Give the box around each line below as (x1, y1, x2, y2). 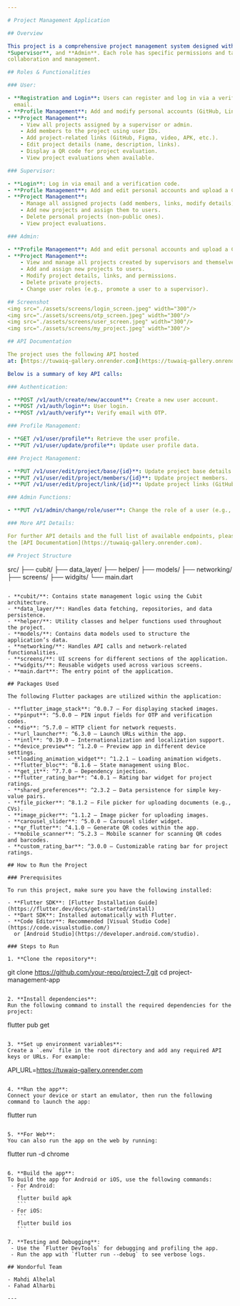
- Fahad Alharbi (7, 1282, 56, 1290)
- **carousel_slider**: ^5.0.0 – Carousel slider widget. (7, 817, 184, 825)
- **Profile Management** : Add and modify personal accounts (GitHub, (7, 108, 222, 115)
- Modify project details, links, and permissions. (20, 272, 177, 279)
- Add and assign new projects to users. (20, 266, 145, 273)
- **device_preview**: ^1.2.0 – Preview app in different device (7, 742, 206, 750)
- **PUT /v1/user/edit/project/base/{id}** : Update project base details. (7, 467, 235, 475)
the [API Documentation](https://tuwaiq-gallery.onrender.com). (7, 539, 203, 547)
